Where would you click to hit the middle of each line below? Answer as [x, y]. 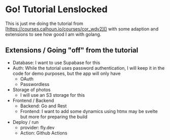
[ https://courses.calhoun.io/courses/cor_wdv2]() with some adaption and [82, 29]
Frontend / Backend [33, 100]
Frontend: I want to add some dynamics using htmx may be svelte [89, 111]
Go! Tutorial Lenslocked [56, 9]
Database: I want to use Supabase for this [56, 63]
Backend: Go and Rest [43, 106]
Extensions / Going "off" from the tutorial [72, 50]
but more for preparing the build [54, 117]
